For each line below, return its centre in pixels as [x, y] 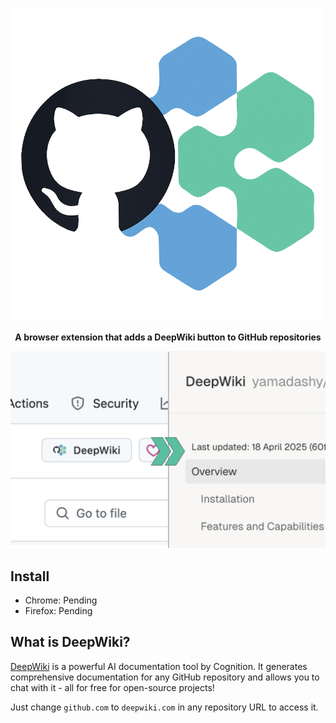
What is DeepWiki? [70, 642]
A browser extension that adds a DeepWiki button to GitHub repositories [168, 337]
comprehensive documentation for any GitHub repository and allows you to [165, 677]
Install [30, 576]
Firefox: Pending [58, 611]
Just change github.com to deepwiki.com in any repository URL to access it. [164, 707]
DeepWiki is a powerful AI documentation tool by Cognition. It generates [159, 666]
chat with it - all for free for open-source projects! [112, 687]
